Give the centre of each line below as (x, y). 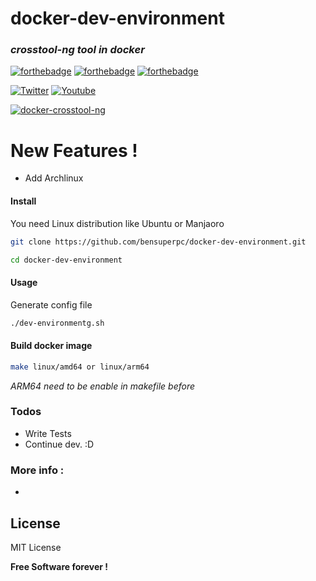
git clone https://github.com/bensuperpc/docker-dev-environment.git (158, 242)
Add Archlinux (54, 178)
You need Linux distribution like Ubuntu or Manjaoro (117, 223)
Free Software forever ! (59, 566)
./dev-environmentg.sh (57, 323)
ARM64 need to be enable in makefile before (103, 386)
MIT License (36, 547)
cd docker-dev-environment (66, 260)
